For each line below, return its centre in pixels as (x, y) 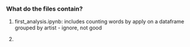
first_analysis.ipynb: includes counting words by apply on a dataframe (99, 22)
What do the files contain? (45, 9)
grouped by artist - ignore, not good (58, 28)
